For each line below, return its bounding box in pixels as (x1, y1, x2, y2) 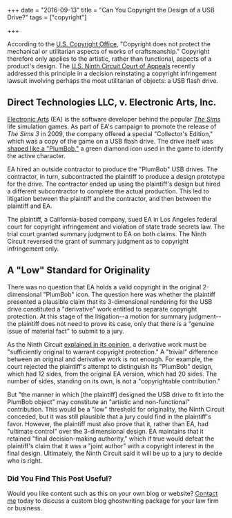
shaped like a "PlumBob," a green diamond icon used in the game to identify (7, 144, 224, 153)
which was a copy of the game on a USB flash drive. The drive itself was (7, 137, 213, 145)
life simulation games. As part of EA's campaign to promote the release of (7, 122, 217, 131)
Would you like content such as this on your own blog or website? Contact (7, 489, 218, 497)
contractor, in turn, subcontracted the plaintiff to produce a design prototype (7, 172, 225, 180)
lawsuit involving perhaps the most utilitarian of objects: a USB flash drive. (7, 77, 219, 85)
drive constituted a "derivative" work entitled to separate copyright (7, 305, 197, 313)
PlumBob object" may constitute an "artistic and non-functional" (7, 397, 191, 406)
